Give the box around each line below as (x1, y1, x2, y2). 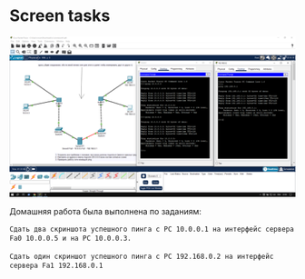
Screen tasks (9, 5, 111, 26)
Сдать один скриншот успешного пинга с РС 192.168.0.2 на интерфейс (9, 252, 274, 262)
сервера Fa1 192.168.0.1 (9, 261, 103, 271)
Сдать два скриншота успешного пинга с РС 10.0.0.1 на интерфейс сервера (9, 224, 295, 234)
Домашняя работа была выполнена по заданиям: (9, 206, 202, 217)
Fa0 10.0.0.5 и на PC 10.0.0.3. (9, 234, 132, 244)
